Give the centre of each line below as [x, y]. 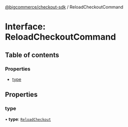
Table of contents [32, 55]
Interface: [25, 27]
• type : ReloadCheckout [28, 119]
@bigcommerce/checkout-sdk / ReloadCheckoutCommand [64, 7]
